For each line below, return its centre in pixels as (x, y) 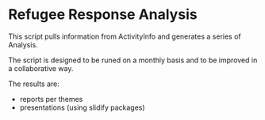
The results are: (34, 84)
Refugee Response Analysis (103, 15)
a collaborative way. (41, 68)
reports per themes (51, 99)
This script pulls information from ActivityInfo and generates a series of (125, 36)
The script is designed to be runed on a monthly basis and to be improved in (133, 60)
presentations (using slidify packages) (82, 107)
